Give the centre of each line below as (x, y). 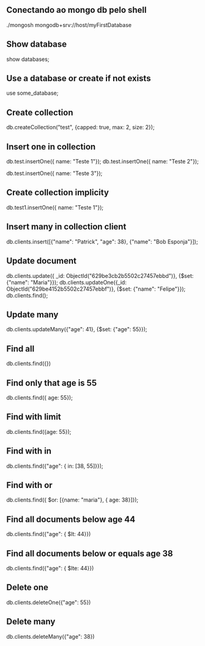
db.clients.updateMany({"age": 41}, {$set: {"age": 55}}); (77, 329)
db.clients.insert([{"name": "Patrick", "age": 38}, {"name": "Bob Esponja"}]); (102, 242)
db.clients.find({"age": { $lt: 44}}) (49, 534)
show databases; (28, 59)
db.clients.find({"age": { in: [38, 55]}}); (55, 466)
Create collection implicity (58, 193)
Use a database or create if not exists (79, 78)
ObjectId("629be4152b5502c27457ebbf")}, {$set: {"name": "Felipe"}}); (96, 289)
